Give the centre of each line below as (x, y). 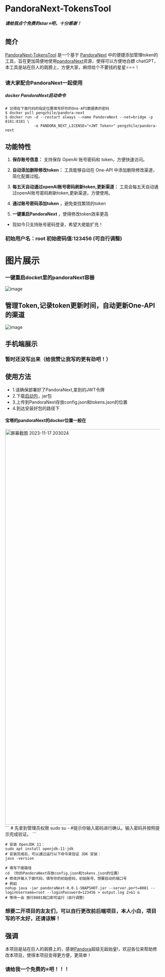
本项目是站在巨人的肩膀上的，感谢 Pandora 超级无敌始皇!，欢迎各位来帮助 (79, 949)
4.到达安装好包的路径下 (36, 408)
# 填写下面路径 (18, 868)
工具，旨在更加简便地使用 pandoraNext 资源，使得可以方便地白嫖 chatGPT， (82, 61)
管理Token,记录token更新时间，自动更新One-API (80, 306)
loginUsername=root (25, 892)
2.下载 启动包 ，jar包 (32, 396)
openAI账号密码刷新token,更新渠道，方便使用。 (65, 193)
